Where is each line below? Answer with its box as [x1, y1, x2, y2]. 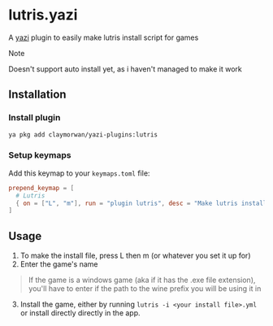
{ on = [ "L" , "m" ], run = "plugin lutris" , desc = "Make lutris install [15, 199, 267, 207]
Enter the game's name [19, 259, 99, 269]
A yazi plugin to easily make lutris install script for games [8, 33, 199, 42]
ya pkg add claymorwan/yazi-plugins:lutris [8, 130, 158, 139]
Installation [8, 88, 67, 102]
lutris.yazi [8, 6, 78, 24]
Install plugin [8, 112, 61, 124]
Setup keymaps [8, 150, 71, 161]
